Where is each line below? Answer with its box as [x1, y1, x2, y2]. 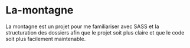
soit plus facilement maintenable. [5, 35, 86, 42]
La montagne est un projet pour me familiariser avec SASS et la [5, 23, 160, 30]
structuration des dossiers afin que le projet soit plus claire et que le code [5, 29, 185, 36]
